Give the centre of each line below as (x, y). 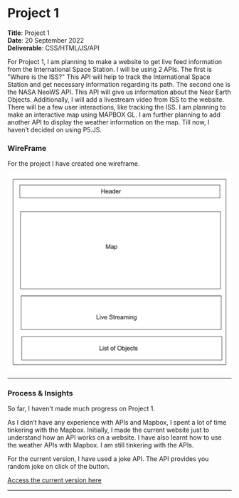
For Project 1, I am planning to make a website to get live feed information (115, 61)
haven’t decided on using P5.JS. (54, 129)
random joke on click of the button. (59, 466)
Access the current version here (54, 480)
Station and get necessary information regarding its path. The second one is (119, 84)
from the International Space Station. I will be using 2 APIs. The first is (110, 69)
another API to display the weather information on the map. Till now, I (108, 122)
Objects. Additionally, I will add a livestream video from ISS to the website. (116, 99)
